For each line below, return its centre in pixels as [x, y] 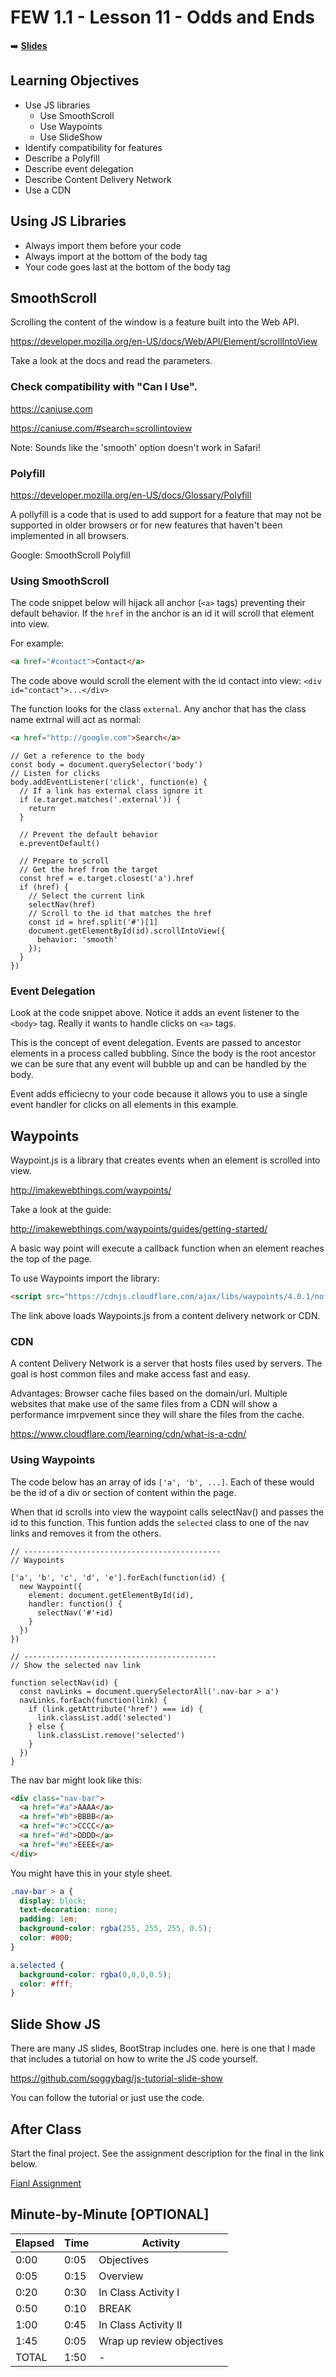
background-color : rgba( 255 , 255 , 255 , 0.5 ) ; [116, 1929]
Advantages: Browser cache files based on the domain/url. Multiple [149, 1393]
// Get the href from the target [89, 870]
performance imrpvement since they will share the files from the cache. [157, 1415]
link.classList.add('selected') [104, 1717]
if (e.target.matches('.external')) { [100, 800]
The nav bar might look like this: [76, 1780]
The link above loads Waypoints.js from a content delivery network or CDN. [165, 1315]
